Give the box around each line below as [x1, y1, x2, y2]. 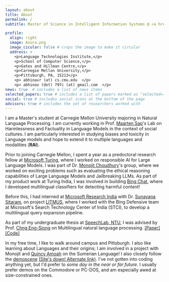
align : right [10, 35, 37, 40]
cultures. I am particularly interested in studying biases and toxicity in [5, 131, 149, 137]
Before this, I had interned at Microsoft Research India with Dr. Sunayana [5, 194, 156, 200]
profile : [5, 31, 24, 36]
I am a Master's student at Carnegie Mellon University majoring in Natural [5, 115, 157, 121]
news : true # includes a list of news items [5, 87, 102, 92]
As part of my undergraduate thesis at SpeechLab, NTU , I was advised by [5, 219, 158, 225]
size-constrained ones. [5, 272, 53, 278]
